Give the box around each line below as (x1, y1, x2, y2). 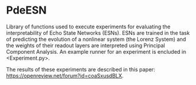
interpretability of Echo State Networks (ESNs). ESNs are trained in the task (6, 29, 190, 36)
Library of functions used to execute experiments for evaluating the (6, 23, 171, 30)
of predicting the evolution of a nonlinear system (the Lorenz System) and (6, 35, 187, 42)
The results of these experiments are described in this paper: (6, 66, 156, 73)
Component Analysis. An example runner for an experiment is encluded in (6, 48, 187, 55)
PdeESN (6, 4, 47, 17)
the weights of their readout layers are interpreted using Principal (6, 42, 165, 49)
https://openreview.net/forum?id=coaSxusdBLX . (6, 72, 124, 79)
